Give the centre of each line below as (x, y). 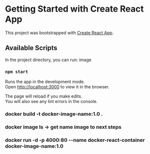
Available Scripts (31, 48)
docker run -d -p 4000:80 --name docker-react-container (75, 140)
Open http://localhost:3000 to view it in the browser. (57, 87)
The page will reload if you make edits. (44, 96)
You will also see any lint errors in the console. (51, 102)
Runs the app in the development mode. (45, 82)
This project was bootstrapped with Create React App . (59, 33)
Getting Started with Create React (75, 9)
